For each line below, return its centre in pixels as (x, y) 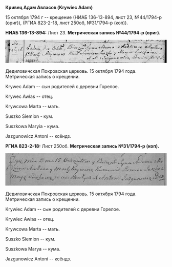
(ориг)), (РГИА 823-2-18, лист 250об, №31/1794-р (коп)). (67, 23)
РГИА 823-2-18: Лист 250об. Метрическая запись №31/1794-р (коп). (82, 146)
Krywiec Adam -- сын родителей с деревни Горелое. (63, 209)
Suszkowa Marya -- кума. (33, 249)
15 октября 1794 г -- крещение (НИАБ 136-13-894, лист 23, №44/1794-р (84, 17)
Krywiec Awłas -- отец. (30, 219)
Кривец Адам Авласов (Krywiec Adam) (49, 7)
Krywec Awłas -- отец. (29, 96)
